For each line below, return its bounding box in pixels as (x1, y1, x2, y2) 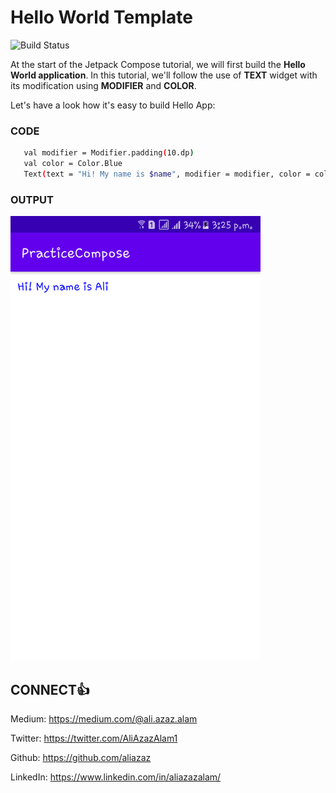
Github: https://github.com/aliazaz (10, 752, 152, 764)
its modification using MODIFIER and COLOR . (10, 79, 197, 91)
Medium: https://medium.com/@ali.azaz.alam (10, 713, 198, 725)
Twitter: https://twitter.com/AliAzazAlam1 (10, 732, 178, 745)
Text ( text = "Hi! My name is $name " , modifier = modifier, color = (23, 169, 311, 179)
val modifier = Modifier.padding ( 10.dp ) (23, 148, 195, 158)
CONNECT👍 (10, 681, 91, 698)
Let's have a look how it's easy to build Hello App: (10, 99, 216, 111)
